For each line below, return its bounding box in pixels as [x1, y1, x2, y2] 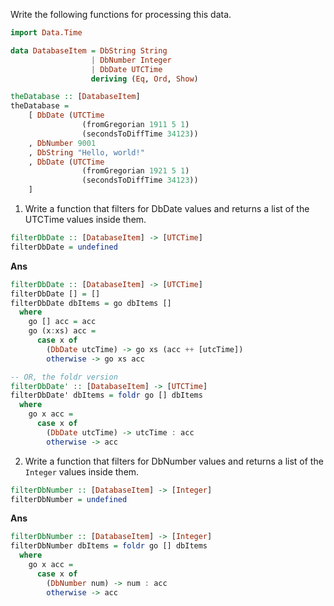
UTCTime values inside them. [24, 214, 147, 225]
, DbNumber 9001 [28, 138, 97, 148]
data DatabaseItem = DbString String [10, 45, 168, 56]
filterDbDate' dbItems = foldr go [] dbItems [10, 390, 203, 401]
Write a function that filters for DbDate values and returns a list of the [24, 203, 310, 214]
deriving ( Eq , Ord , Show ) [90, 74, 199, 84]
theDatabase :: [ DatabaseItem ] [10, 92, 141, 102]
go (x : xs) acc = [28, 326, 97, 336]
